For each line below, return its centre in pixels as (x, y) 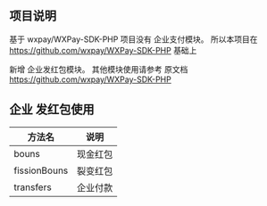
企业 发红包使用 (52, 110)
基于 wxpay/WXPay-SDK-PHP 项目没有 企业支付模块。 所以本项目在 (133, 39)
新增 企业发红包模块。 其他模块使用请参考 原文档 (99, 69)
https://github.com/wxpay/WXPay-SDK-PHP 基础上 (103, 50)
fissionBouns (41, 170)
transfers (33, 187)
